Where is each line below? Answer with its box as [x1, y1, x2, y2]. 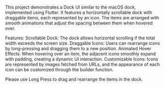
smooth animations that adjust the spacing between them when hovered [5, 20, 153, 26]
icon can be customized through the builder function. [5, 67, 114, 73]
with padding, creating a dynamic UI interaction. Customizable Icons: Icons [5, 56, 159, 62]
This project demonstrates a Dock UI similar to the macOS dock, [5, 4, 136, 10]
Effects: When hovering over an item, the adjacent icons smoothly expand [5, 51, 156, 57]
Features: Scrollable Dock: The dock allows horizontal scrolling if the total [5, 35, 155, 41]
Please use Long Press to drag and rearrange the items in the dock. [5, 77, 143, 82]
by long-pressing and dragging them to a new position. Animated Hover [5, 46, 152, 51]
